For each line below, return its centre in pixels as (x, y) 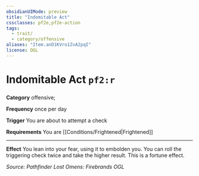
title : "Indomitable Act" (38, 17)
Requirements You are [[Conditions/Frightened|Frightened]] (80, 132)
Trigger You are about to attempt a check (57, 120)
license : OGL (22, 50)
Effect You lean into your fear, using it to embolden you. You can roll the (94, 149)
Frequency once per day (36, 109)
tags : (13, 28)
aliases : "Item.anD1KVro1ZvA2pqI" (49, 45)
